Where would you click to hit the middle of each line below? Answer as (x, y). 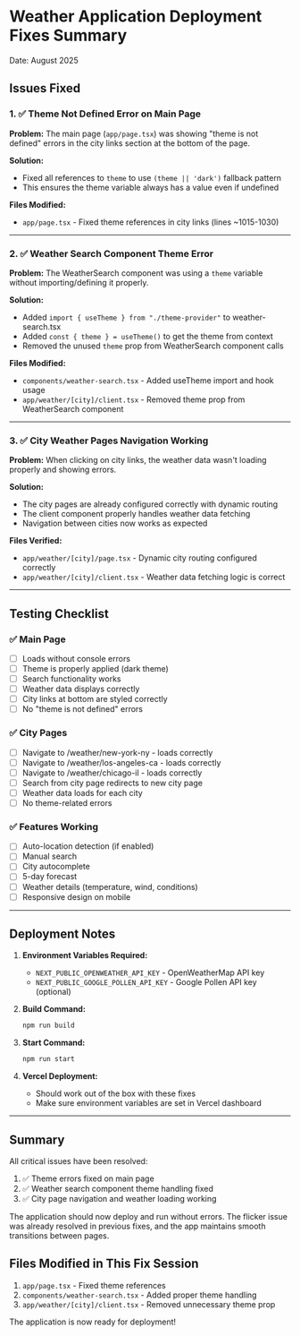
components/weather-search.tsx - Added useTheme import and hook (148, 380)
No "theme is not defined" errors (82, 709)
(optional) (53, 992)
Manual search (50, 856)
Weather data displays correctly (81, 689)
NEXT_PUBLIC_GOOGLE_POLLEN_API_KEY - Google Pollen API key (146, 982)
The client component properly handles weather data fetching (136, 514)
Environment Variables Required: (85, 955)
